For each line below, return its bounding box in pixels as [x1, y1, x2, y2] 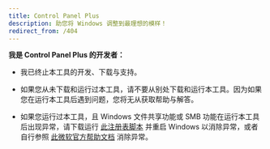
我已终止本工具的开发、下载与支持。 [19, 67, 142, 77]
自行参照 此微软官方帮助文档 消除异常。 [19, 132, 152, 142]
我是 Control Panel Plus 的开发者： [8, 50, 126, 60]
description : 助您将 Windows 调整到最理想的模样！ [8, 19, 168, 28]
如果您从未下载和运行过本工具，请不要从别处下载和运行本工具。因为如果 [19, 84, 262, 94]
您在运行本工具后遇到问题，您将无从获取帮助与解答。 [19, 95, 199, 104]
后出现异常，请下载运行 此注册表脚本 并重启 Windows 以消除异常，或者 [19, 122, 259, 132]
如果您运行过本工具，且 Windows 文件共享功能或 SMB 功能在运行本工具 [19, 112, 260, 121]
